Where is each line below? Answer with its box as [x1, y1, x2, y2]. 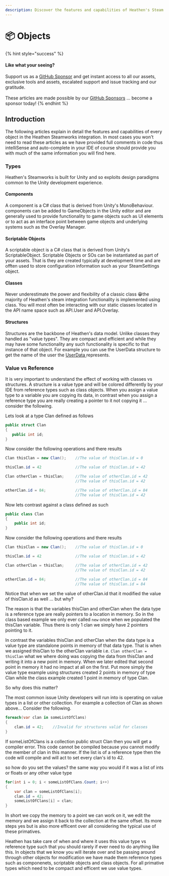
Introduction [5, 115, 45, 124]
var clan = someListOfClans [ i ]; [14, 789, 82, 794]
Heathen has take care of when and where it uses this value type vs [5, 838, 146, 845]
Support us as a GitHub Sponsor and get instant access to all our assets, [5, 73, 156, 79]
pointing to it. [5, 627, 33, 634]
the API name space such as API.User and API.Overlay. [5, 307, 120, 313]
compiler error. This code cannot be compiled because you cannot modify [5, 744, 160, 750]
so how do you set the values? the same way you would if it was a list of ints [5, 764, 164, 771]
